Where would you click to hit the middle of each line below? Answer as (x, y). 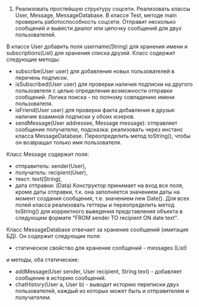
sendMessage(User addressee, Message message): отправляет (96, 123)
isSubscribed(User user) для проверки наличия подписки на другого (104, 84)
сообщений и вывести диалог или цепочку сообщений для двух (98, 28)
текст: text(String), (39, 179)
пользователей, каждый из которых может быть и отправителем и (102, 291)
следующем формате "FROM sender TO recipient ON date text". (96, 218)
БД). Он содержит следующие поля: (54, 236)
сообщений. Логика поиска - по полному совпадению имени (95, 97)
